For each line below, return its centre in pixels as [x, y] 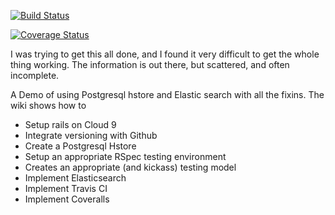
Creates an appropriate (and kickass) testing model [130, 167]
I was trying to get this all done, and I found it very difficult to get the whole [165, 54]
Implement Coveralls [67, 199]
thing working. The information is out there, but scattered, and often [150, 64]
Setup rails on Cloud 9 [70, 124]
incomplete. [35, 75]
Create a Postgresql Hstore [80, 146]
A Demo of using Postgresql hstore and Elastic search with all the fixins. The [167, 94]
